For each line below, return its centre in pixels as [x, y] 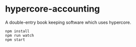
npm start [15, 40]
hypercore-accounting [52, 9]
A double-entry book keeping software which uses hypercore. [68, 22]
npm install [17, 31]
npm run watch [20, 35]
